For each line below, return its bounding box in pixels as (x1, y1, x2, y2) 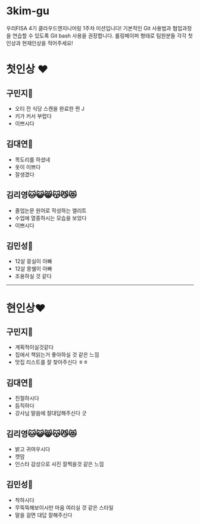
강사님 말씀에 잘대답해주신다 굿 (14, 410, 87, 417)
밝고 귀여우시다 (14, 445, 51, 453)
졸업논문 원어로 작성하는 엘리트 (14, 207, 87, 214)
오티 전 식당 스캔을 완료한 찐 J (14, 105, 85, 112)
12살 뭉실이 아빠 (14, 258, 52, 265)
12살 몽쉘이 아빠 (14, 265, 52, 272)
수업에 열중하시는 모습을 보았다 (14, 214, 87, 222)
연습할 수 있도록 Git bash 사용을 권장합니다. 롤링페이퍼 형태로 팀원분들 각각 (12, 32, 187, 39)
